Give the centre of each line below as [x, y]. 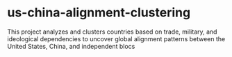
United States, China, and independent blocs [71, 46]
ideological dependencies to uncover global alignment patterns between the [116, 38]
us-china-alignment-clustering [99, 13]
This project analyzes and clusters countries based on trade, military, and [112, 32]
